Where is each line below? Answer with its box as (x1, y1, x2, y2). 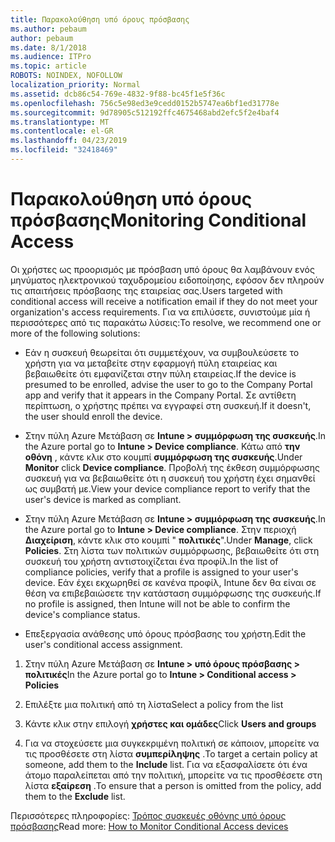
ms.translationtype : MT (10, 117, 110, 127)
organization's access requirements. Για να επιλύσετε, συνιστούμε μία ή (10, 306, 311, 318)
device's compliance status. (24, 608, 141, 620)
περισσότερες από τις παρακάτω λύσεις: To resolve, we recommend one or (10, 316, 322, 328)
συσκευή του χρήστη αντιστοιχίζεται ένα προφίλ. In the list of (24, 555, 279, 567)
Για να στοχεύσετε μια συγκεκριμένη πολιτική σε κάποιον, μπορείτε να (24, 737, 320, 749)
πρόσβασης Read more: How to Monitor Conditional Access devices (10, 820, 289, 832)
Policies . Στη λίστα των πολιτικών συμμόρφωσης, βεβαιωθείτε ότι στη (24, 544, 320, 556)
